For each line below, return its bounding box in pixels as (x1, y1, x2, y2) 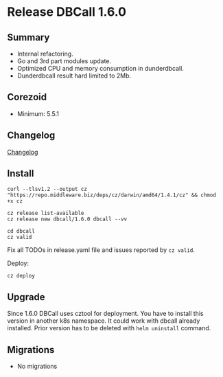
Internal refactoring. (16, 49, 73, 58)
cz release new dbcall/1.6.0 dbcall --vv (7, 216, 128, 223)
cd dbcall (7, 228, 36, 235)
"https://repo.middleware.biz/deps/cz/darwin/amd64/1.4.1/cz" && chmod (7, 192, 216, 199)
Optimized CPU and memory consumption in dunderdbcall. (16, 65, 184, 72)
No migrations (16, 362, 58, 371)
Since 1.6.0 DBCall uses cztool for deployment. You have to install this (7, 310, 204, 318)
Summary (7, 32, 50, 43)
